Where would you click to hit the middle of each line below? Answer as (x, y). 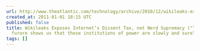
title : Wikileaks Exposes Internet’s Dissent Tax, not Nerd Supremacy (96, 28)
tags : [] (17, 39)
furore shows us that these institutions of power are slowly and (96, 33)
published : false (28, 22)
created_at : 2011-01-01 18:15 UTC (49, 17)
